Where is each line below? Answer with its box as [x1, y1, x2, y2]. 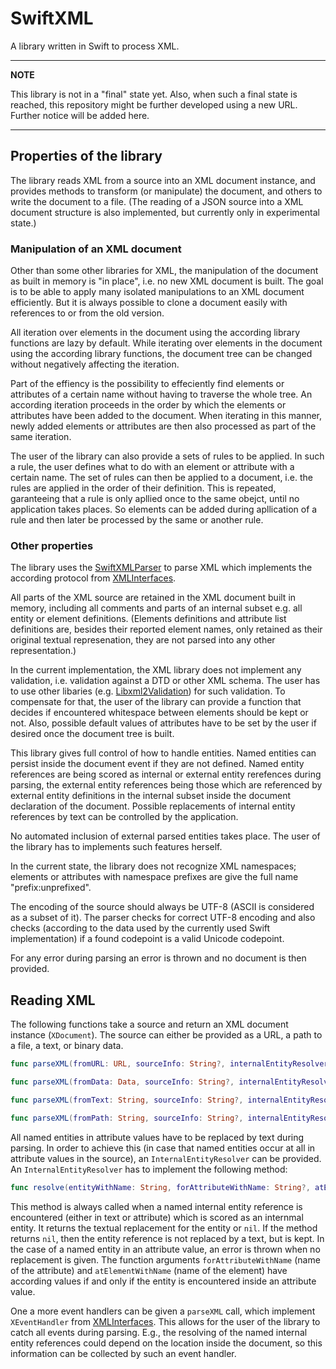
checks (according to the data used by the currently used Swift [10, 922, 271, 934]
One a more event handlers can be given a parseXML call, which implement [10, 1305, 316, 1317]
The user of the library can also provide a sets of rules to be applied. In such [10, 450, 325, 462]
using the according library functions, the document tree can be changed [10, 348, 313, 360]
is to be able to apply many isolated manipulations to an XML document [10, 286, 305, 298]
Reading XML [10, 992, 96, 1009]
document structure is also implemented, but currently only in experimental [10, 206, 320, 218]
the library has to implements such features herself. [10, 841, 223, 853]
